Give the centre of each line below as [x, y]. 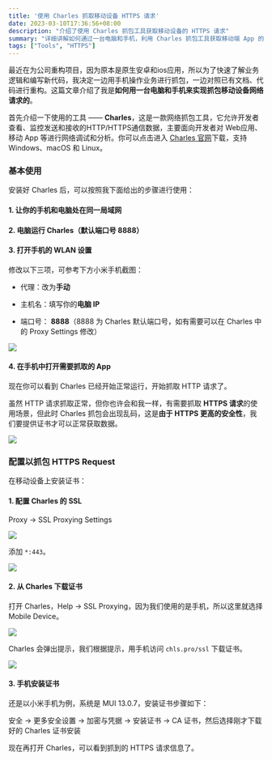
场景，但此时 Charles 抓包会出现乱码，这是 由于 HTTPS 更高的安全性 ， [132, 414]
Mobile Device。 [36, 616]
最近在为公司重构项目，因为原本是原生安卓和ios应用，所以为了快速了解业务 [134, 70]
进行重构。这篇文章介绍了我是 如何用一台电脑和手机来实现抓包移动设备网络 [139, 91]
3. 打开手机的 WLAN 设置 [50, 250]
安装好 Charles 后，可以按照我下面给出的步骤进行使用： [101, 190]
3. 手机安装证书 [34, 684]
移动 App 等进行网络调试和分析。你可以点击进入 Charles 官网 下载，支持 [128, 138]
